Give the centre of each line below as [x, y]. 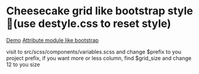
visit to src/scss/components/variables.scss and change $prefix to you [94, 51]
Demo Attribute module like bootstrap [52, 40]
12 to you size [23, 64]
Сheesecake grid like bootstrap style [100, 11]
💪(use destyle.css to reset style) [89, 24]
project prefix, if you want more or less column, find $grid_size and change [99, 58]
